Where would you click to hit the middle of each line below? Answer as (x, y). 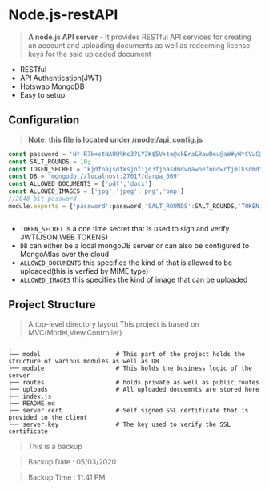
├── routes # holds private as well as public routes (134, 382)
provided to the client (48, 417)
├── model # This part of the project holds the (127, 354)
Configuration (44, 120)
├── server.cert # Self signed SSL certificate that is (128, 410)
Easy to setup (42, 94)
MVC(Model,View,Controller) (75, 332)
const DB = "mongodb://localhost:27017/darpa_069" (94, 177)
